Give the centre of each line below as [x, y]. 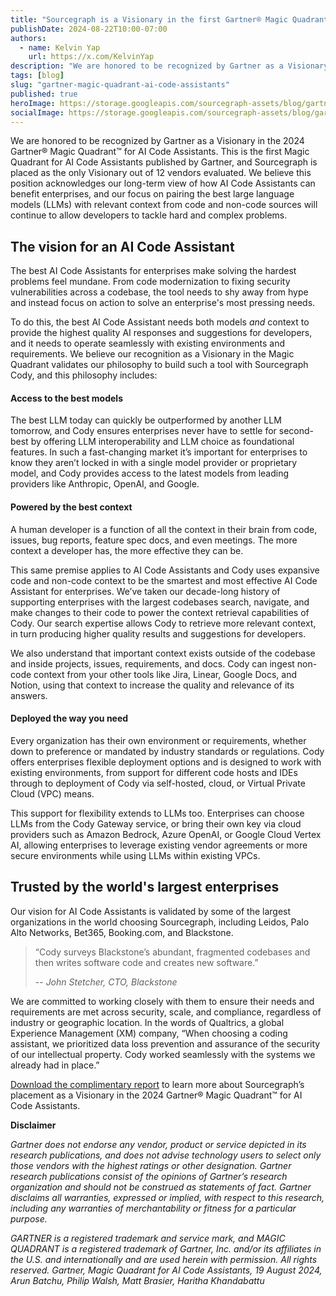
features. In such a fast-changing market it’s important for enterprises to [159, 452]
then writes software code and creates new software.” [146, 962]
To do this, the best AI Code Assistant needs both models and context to [160, 322]
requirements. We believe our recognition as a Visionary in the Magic [152, 354]
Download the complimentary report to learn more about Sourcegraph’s [157, 1084]
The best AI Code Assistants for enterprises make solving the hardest [153, 271]
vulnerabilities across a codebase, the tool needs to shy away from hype [159, 292]
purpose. [29, 1218]
